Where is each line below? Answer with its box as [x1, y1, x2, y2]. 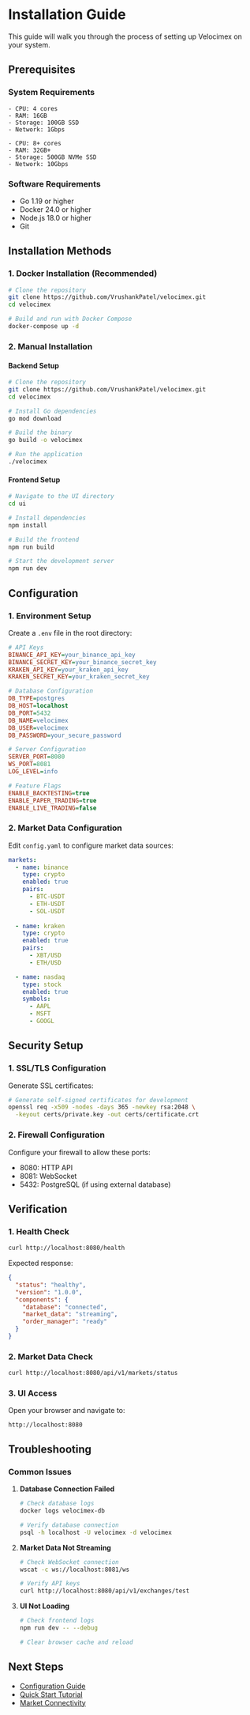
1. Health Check [8, 1226, 69, 1237]
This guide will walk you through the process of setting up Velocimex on [8, 32, 243, 41]
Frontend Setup [8, 474, 61, 484]
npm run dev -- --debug [19, 1624, 99, 1632]
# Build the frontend [8, 535, 80, 543]
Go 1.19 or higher [19, 196, 74, 206]
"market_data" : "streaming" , [22, 1310, 118, 1318]
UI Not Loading [19, 1601, 69, 1611]
